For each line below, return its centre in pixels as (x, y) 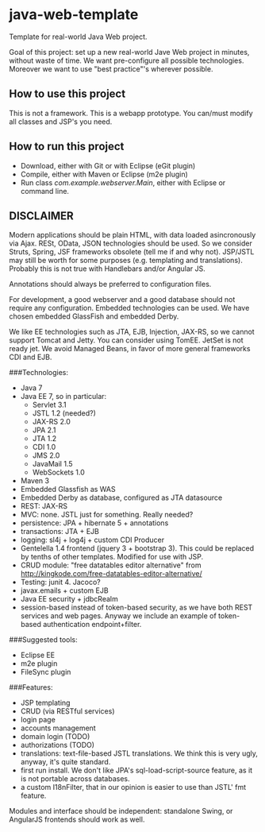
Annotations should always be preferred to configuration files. (110, 284)
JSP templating (45, 703)
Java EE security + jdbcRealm (69, 599)
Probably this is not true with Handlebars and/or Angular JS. (107, 269)
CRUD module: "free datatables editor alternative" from (111, 565)
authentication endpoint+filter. (92, 625)
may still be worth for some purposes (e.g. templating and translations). (126, 261)
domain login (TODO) (55, 737)
